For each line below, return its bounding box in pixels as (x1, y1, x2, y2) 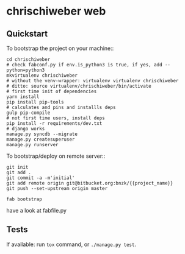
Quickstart (6, 29, 48, 39)
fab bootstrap (6, 196, 43, 202)
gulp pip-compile (6, 110, 51, 116)
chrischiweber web (6, 4, 106, 18)
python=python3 (6, 67, 45, 73)
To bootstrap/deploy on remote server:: (6, 152, 106, 160)
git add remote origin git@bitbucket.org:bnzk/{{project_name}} (6, 180, 173, 186)
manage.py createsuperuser (6, 136, 75, 143)
